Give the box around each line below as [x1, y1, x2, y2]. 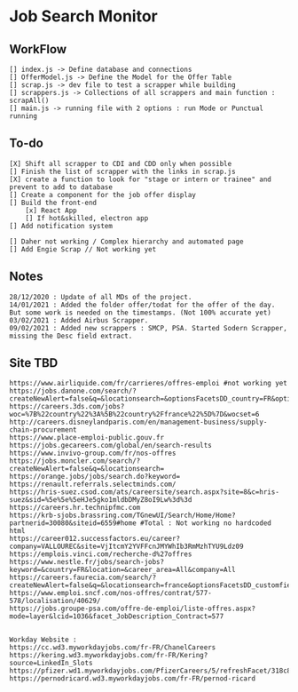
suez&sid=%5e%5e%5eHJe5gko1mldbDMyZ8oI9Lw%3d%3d [9, 496, 192, 505]
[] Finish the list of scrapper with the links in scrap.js [9, 167, 237, 176]
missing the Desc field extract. [9, 331, 133, 340]
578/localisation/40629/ [9, 597, 101, 606]
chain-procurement [9, 426, 77, 434]
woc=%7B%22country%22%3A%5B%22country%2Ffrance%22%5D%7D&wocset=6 [9, 410, 260, 419]
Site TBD [9, 355, 59, 370]
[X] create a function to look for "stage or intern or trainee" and [9, 175, 272, 184]
